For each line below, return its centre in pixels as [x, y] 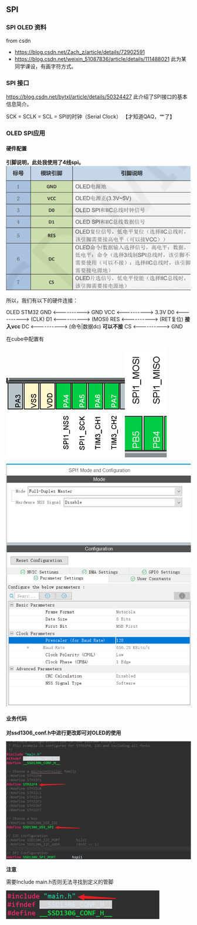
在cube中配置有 [25, 339]
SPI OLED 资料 [26, 28]
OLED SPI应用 [26, 133]
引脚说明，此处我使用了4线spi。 [45, 162]
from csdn [18, 40]
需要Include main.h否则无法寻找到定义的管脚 [60, 882]
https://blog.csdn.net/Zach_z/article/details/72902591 [80, 52]
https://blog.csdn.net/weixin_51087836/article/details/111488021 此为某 [100, 59]
